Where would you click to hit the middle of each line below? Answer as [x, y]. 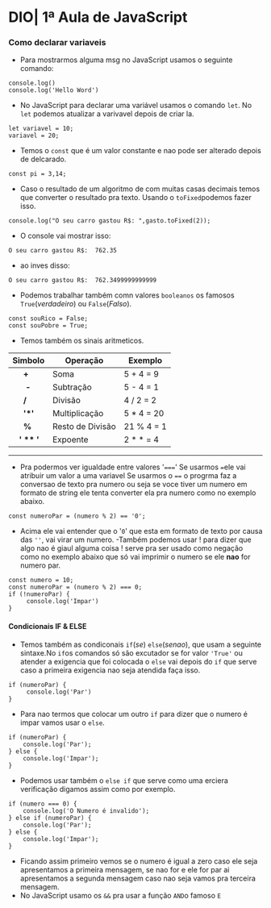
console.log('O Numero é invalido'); [86, 810]
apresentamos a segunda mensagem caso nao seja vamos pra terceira [138, 878]
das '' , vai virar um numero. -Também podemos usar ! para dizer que [135, 539]
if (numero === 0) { [43, 804]
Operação [84, 360]
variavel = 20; [34, 136]
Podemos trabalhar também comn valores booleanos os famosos [127, 295]
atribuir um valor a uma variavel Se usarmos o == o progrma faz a [128, 476]
